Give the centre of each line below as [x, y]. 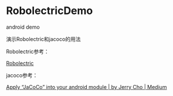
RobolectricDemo [50, 11]
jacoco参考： [22, 75]
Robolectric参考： [28, 52]
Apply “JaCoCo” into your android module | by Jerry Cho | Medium [86, 87]
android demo [23, 27]
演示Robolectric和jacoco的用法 [43, 39]
